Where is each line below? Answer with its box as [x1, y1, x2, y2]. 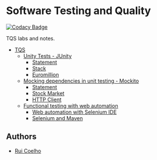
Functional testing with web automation [23, 102, 118, 109]
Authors [6, 132, 37, 142]
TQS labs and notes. [6, 35, 55, 42]
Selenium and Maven [32, 114, 83, 121]
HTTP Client [32, 96, 62, 103]
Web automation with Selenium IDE [32, 108, 117, 115]
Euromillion [32, 71, 60, 78]
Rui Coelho [14, 147, 42, 154]
